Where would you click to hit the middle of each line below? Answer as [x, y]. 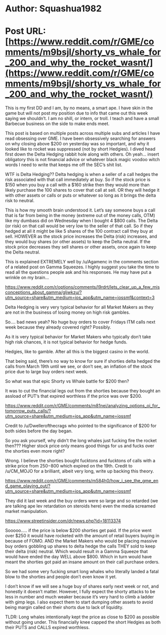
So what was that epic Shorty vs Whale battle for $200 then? [67, 381]
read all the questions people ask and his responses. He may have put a [78, 272]
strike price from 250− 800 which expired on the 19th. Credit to [69, 466]
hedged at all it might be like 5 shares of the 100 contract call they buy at [79, 231]
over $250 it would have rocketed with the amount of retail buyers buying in [82, 536]
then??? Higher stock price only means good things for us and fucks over [80, 446]
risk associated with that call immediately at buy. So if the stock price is [78, 180]
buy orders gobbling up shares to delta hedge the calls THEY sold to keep [80, 546]
